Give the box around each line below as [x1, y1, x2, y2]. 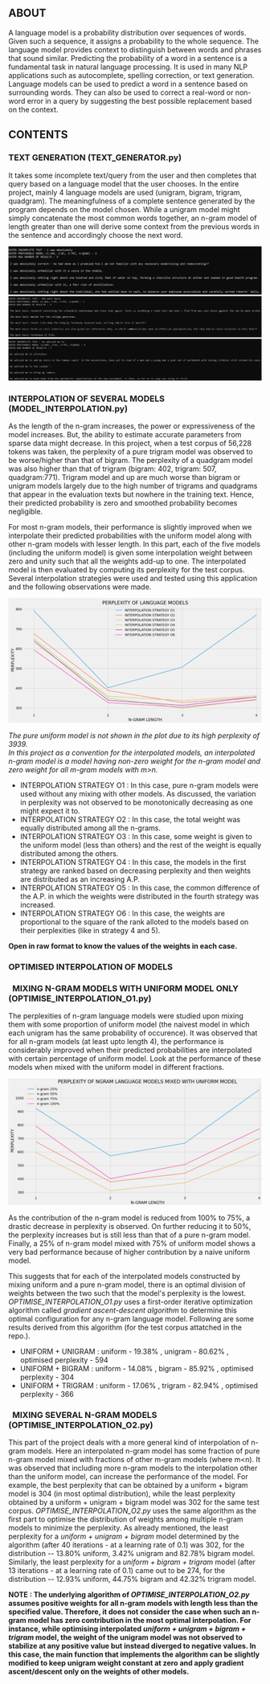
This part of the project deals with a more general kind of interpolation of [8, 1438, 249, 1448]
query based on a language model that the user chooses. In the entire [8, 178, 239, 188]
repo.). [8, 1331, 31, 1341]
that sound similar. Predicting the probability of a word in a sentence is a [8, 53, 247, 63]
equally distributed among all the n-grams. [19, 823, 161, 833]
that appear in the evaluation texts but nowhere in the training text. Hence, [8, 490, 255, 499]
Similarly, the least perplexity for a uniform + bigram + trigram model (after [8, 1557, 256, 1567]
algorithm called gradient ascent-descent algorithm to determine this [8, 1305, 237, 1315]
